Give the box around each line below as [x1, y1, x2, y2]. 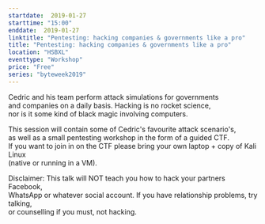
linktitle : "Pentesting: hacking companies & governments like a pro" [8, 33, 246, 42]
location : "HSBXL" [8, 48, 69, 56]
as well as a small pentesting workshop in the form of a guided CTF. [8, 132, 229, 142]
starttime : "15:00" [8, 19, 73, 27]
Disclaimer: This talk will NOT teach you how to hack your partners [8, 173, 225, 183]
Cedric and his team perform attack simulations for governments [8, 92, 219, 101]
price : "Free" [8, 63, 55, 71]
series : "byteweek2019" [8, 70, 87, 78]
